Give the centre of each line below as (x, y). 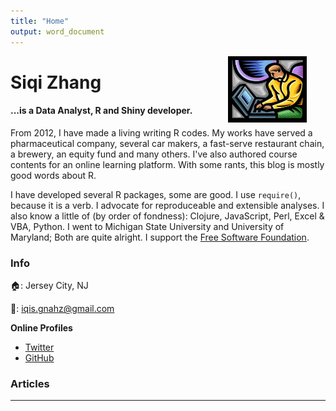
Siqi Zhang (56, 82)
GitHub (39, 358)
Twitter (39, 347)
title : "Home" (40, 21)
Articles (30, 384)
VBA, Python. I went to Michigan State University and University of (147, 226)
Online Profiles (41, 328)
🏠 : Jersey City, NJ (49, 286)
